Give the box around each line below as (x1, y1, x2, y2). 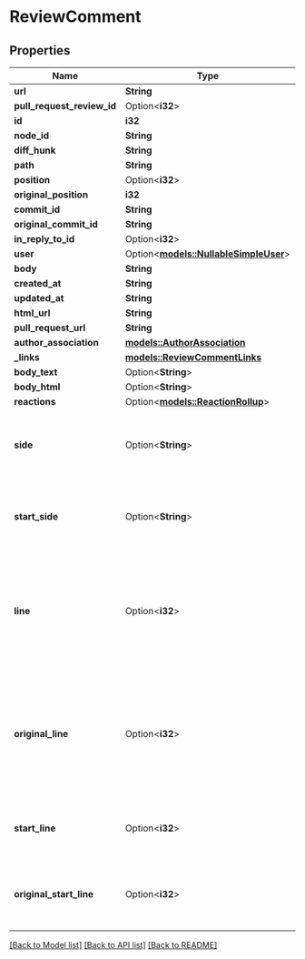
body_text (14, 366, 58, 379)
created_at (14, 278, 62, 289)
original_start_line (14, 888, 93, 900)
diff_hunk (14, 144, 56, 156)
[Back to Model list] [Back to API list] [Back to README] (9, 940, 218, 950)
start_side (14, 510, 59, 522)
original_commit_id (14, 218, 98, 230)
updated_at (14, 292, 64, 304)
